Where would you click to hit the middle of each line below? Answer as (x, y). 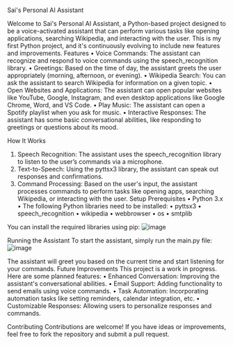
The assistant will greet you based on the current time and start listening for (116, 261)
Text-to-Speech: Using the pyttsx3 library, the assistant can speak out (118, 169)
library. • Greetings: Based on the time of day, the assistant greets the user (114, 68)
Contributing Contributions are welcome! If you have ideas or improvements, (116, 327)
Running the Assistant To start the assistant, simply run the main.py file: (110, 240)
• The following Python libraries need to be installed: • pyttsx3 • (109, 206)
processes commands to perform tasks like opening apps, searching (115, 191)
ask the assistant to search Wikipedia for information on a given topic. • (110, 83)
